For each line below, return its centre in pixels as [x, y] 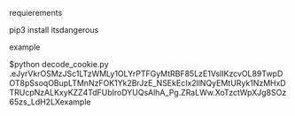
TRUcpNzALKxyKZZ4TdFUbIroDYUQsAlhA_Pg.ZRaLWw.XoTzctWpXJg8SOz [148, 93]
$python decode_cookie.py [59, 64]
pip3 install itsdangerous [54, 30]
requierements [36, 13]
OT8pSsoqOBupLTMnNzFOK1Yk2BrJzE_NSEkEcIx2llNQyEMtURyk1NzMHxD [147, 83]
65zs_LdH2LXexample [50, 102]
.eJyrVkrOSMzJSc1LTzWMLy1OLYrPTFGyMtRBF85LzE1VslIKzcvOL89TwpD [146, 73]
